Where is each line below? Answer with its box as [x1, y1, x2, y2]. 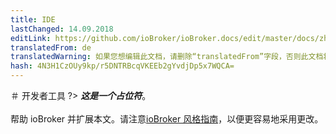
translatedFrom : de [10, 42, 92, 53]
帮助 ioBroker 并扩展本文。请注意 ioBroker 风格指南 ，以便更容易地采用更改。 [10, 113, 324, 125]
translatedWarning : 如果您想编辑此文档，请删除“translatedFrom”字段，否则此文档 [10, 52, 324, 62]
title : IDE [10, 14, 56, 25]
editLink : [10, 33, 52, 43]
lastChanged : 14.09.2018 [10, 24, 114, 34]
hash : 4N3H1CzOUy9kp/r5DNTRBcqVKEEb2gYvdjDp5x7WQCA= [10, 61, 235, 71]
